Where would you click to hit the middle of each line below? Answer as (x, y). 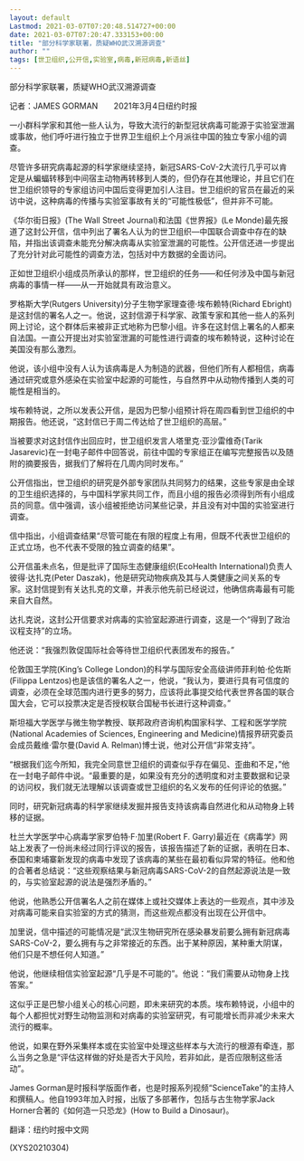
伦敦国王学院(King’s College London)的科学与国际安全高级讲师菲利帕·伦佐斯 (151, 669)
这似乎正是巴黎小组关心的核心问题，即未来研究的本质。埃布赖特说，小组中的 (152, 1004)
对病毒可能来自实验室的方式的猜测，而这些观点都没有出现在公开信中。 (140, 912)
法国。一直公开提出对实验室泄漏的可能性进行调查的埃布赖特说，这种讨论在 (156, 338)
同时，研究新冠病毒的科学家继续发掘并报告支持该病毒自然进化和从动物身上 (148, 806)
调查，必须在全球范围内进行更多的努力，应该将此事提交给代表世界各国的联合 (152, 692)
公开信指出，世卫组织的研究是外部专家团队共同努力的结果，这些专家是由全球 (152, 482)
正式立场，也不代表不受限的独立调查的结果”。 (95, 547)
